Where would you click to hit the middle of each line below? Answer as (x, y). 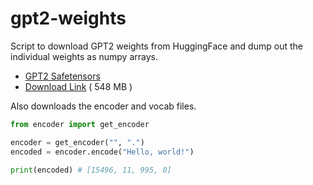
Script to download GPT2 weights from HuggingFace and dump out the (156, 46)
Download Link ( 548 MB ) (78, 86)
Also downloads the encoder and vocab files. (103, 106)
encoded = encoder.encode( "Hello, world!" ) (102, 152)
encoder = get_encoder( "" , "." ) (77, 142)
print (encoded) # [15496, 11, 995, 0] (91, 170)
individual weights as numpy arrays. (84, 56)
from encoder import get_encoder (80, 124)
